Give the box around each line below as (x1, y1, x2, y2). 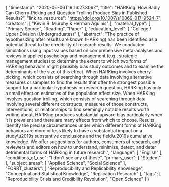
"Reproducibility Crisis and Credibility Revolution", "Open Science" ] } (5, 176, 150, 182)
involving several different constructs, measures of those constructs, (5, 101, 148, 107)
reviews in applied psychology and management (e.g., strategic (5, 53, 137, 59)
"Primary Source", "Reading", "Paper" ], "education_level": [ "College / (5, 26, 151, 32)
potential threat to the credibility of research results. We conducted (5, 42, 145, 48)
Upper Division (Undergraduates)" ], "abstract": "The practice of (5, 31, 140, 37)
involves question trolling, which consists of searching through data (5, 96, 146, 102)
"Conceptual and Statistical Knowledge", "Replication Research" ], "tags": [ (5, 171, 161, 176)
